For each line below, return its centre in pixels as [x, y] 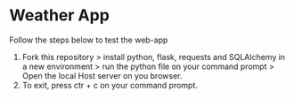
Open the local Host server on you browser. [102, 75]
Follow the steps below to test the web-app [89, 40]
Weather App [59, 15]
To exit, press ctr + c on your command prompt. [110, 85]
